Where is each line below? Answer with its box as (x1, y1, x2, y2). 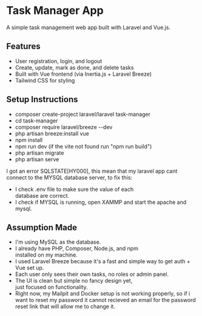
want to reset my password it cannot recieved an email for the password (15, 297, 196, 304)
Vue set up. (15, 264, 44, 272)
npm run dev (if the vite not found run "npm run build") (15, 143, 152, 150)
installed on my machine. (15, 251, 78, 258)
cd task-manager (15, 116, 58, 124)
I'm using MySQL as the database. (15, 238, 101, 246)
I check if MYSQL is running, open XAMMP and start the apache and (15, 198, 187, 206)
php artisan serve (15, 155, 59, 163)
